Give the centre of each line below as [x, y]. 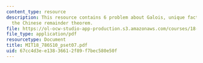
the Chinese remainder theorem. [53, 23]
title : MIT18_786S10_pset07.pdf [47, 46]
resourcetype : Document [36, 40]
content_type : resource [36, 12]
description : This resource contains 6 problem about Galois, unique [96, 17]
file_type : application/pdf [42, 34]
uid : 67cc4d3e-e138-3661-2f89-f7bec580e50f [62, 51]
